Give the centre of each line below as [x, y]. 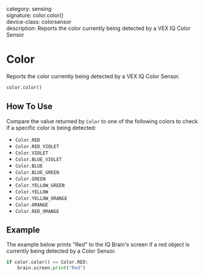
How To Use [30, 106]
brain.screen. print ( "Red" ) [51, 268]
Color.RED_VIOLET [37, 146]
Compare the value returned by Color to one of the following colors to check [102, 121]
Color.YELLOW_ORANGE [41, 198]
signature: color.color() [35, 15]
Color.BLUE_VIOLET [38, 159]
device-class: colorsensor [39, 22]
